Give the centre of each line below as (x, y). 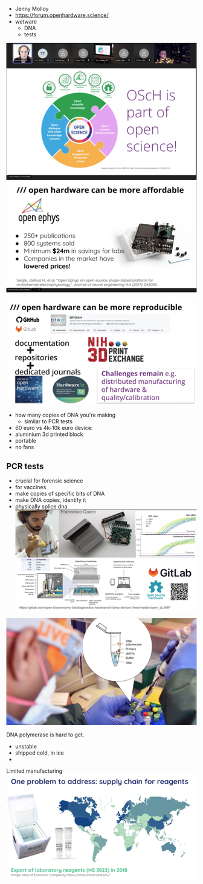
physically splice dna (41, 507)
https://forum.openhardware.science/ (62, 15)
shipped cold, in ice (40, 753)
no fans (24, 447)
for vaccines (31, 487)
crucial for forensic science (49, 481)
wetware (26, 21)
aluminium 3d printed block (49, 434)
